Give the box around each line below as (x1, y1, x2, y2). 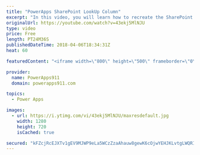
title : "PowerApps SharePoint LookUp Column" (6, 8, 121, 15)
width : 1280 (17, 118, 46, 124)
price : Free (6, 31, 36, 37)
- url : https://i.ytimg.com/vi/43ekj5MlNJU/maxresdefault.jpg (11, 113, 169, 119)
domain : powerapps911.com (11, 80, 76, 86)
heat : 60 (6, 48, 28, 54)
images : (6, 107, 26, 113)
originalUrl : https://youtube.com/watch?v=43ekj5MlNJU (6, 20, 145, 26)
